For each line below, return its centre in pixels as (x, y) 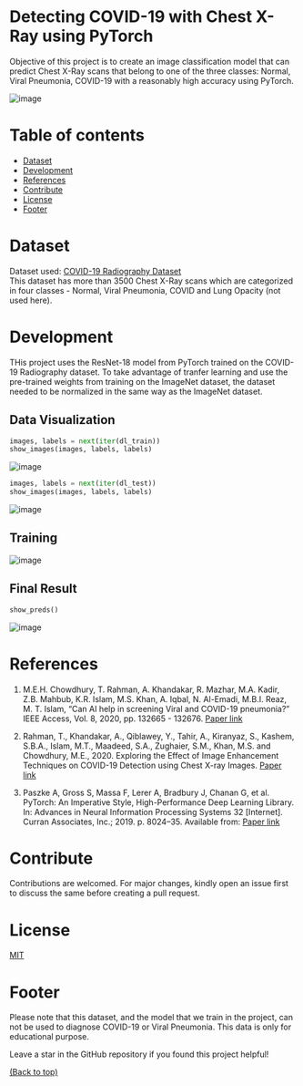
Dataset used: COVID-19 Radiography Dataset (96, 271)
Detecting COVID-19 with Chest (131, 17)
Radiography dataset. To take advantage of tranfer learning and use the (154, 372)
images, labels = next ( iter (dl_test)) (83, 484)
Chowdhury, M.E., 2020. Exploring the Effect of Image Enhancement (151, 755)
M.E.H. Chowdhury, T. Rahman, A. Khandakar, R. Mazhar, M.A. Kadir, (151, 689)
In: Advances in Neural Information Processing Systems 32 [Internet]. (153, 812)
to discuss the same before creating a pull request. (105, 893)
